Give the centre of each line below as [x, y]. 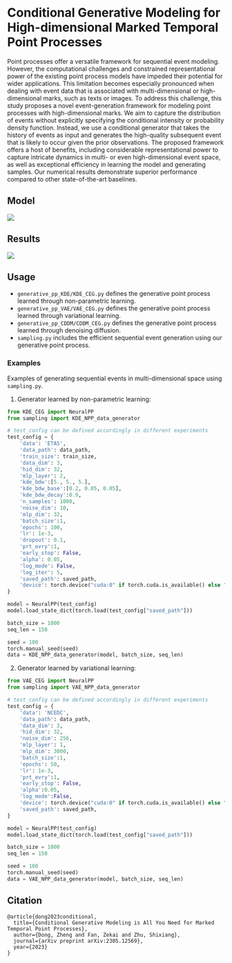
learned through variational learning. [69, 316]
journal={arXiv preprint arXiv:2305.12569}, [78, 941]
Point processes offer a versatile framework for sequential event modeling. [113, 61]
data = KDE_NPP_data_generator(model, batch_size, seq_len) [96, 655]
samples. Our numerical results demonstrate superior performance [103, 172]
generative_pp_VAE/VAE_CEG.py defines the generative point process [114, 308]
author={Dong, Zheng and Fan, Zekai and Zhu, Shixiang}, [97, 935]
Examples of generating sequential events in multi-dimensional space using [115, 378]
